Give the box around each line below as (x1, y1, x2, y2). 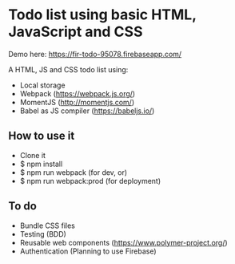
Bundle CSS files (19, 221, 76, 230)
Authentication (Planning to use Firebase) (19, 246, 157, 256)
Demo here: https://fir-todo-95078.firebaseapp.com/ (8, 49, 182, 59)
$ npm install (19, 159, 63, 169)
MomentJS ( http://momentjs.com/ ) (19, 97, 134, 107)
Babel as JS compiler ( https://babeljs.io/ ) (19, 106, 155, 116)
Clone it (19, 150, 46, 160)
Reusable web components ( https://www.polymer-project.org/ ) (19, 238, 228, 247)
